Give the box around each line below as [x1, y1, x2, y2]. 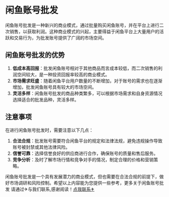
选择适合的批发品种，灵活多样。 [12, 96, 79, 103]
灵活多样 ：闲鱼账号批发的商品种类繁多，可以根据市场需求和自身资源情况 [12, 90, 162, 96]
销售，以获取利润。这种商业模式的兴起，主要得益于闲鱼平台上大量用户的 [9, 28, 159, 34]
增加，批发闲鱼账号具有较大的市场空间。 [12, 84, 97, 90]
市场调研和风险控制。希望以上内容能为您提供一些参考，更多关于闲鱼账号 [9, 179, 159, 186]
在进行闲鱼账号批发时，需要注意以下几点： [5, 127, 94, 133]
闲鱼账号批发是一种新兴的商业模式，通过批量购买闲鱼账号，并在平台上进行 [5, 22, 159, 28]
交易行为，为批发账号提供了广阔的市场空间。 [14, 35, 107, 41]
